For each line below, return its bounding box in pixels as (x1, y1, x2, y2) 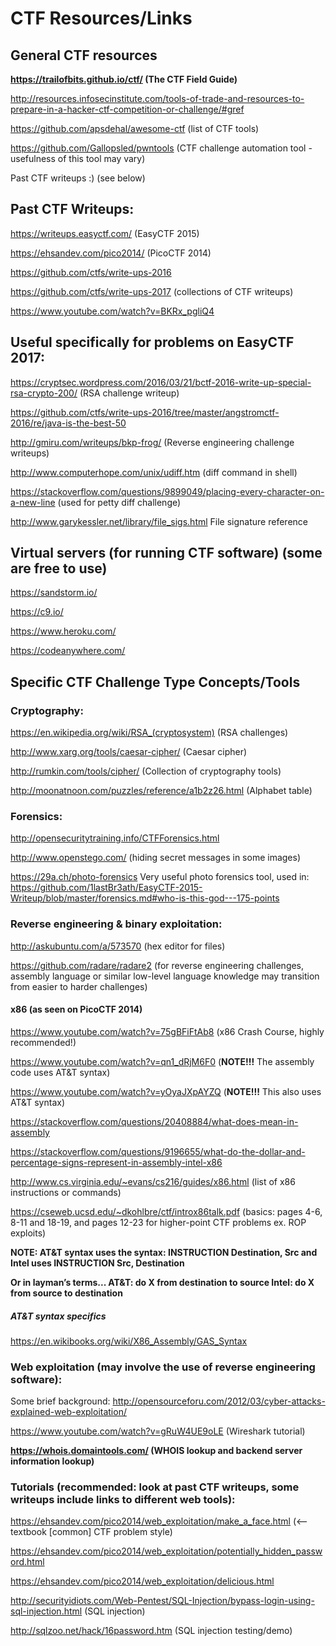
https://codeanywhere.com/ (10, 645, 126, 657)
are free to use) (10, 560, 108, 577)
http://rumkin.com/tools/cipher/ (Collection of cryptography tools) (10, 765, 282, 777)
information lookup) (10, 1455, 95, 1467)
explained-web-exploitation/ (10, 1406, 127, 1418)
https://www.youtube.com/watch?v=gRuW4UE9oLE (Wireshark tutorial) (10, 1425, 306, 1437)
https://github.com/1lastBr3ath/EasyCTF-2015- (10, 882, 203, 894)
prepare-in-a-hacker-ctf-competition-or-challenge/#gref (10, 103, 245, 115)
